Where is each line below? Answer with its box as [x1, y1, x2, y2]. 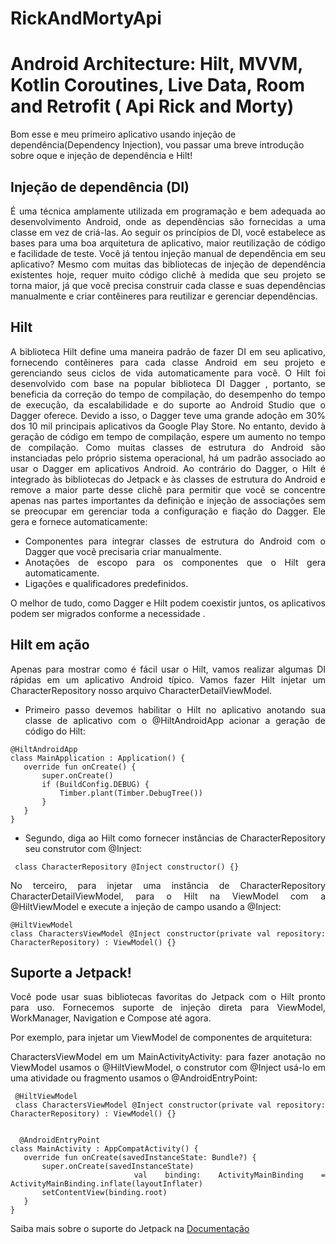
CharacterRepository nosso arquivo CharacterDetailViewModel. [10, 684, 273, 696]
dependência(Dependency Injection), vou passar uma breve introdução [10, 139, 305, 151]
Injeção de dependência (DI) [10, 178, 190, 196]
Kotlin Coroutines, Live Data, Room [10, 74, 305, 97]
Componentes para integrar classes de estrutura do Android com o [24, 535, 326, 547]
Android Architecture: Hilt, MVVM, [10, 53, 303, 76]
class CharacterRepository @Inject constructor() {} [14, 862, 240, 872]
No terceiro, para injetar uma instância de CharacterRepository [10, 879, 326, 891]
